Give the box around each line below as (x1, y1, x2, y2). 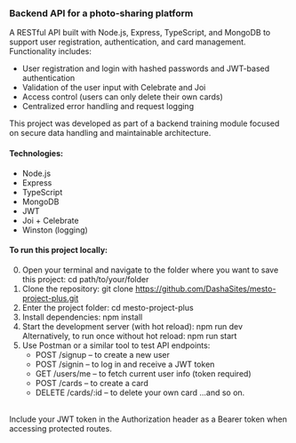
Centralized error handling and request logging (21, 101, 194, 112)
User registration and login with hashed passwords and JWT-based (21, 63, 270, 74)
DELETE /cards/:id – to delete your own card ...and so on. (35, 387, 245, 398)
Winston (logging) (21, 225, 89, 235)
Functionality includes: (9, 46, 92, 57)
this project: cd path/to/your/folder (21, 273, 149, 284)
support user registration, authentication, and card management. (9, 36, 246, 47)
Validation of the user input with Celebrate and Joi (21, 83, 206, 93)
